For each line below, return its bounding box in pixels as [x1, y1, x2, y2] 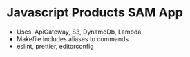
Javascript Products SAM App [6, 5, 184, 21]
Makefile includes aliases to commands [16, 34, 129, 43]
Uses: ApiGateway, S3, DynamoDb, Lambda [16, 27, 142, 36]
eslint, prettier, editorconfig [16, 42, 94, 50]
